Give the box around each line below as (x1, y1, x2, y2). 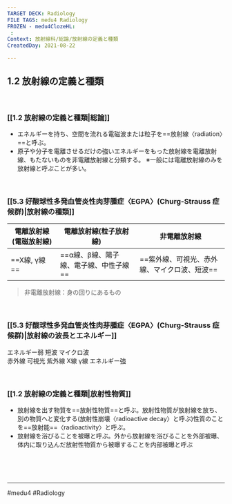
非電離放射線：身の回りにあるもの (23, 288, 122, 297)
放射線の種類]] (26, 207, 75, 217)
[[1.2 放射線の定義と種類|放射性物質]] (7, 389, 131, 398)
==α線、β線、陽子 (59, 250, 119, 260)
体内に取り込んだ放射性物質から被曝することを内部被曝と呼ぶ (17, 440, 193, 449)
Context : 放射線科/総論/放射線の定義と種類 (7, 36, 119, 43)
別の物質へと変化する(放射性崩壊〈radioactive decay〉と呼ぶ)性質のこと (17, 415, 224, 423)
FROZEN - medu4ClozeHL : (7, 23, 76, 30)
